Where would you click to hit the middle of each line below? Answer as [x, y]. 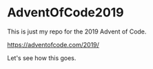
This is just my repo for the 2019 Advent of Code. [77, 31]
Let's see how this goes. [42, 58]
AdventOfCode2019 [65, 13]
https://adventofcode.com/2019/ [53, 44]
